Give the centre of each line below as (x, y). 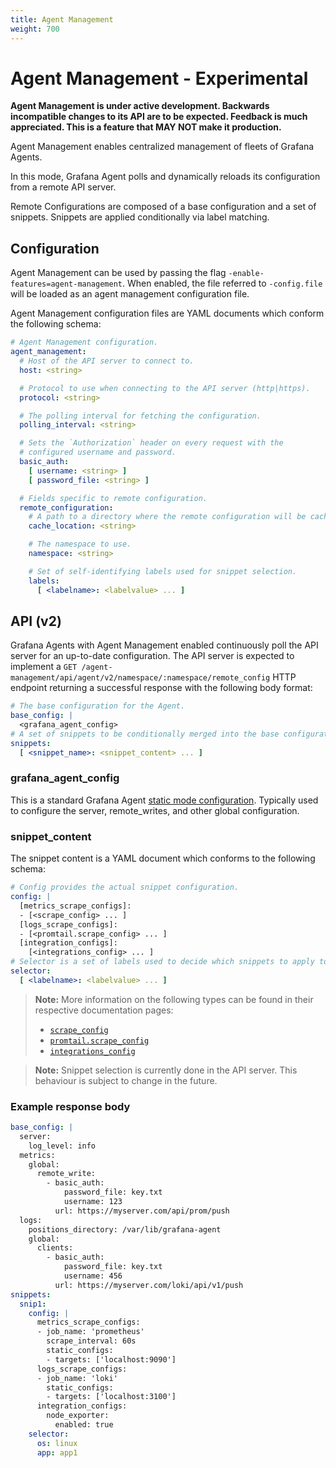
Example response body (70, 1106)
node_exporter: (78, 1416)
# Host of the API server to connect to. (107, 361)
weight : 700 (35, 29)
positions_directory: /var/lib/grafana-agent (125, 1229)
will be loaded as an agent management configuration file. (130, 294)
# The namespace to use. (80, 544)
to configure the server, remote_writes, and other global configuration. (155, 810)
